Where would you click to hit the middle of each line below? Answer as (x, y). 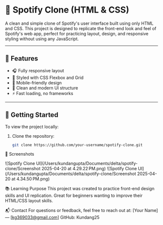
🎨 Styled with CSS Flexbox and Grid (48, 78)
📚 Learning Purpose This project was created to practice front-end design (80, 189)
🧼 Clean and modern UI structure (45, 88)
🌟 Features (22, 58)
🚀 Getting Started (32, 115)
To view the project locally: (32, 127)
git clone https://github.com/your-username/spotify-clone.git (77, 145)
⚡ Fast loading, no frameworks (43, 93)
